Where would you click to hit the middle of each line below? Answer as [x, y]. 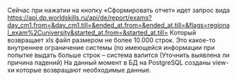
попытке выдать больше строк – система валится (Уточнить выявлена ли [118, 55]
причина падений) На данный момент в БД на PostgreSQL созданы [109, 62]
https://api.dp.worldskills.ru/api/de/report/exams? [80, 18]
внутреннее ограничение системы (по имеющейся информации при [111, 48]
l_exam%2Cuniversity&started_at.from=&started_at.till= [88, 32]
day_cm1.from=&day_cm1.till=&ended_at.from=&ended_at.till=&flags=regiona [118, 25]
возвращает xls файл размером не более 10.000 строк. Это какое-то [111, 40]
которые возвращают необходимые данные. [84, 70]
